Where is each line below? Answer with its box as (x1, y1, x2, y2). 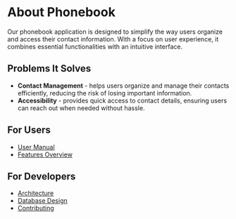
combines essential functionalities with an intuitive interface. (7, 42, 183, 51)
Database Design (17, 197, 68, 205)
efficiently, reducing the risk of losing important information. (17, 88, 192, 97)
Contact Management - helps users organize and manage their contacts (17, 81, 230, 90)
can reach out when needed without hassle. (17, 103, 145, 112)
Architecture (17, 189, 54, 197)
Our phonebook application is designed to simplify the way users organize (7, 27, 223, 36)
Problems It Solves (7, 62, 92, 74)
